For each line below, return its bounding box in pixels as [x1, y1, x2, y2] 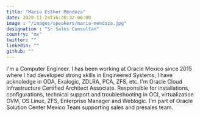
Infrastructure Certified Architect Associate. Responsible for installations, [6, 84, 190, 92]
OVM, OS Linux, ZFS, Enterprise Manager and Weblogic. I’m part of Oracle [6, 97, 193, 104]
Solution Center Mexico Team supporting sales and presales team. [6, 104, 174, 111]
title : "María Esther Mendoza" [6, 8, 86, 15]
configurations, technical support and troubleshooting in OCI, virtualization [6, 90, 194, 98]
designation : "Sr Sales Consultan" [6, 25, 99, 32]
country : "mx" [6, 32, 43, 38]
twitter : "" [6, 37, 37, 43]
